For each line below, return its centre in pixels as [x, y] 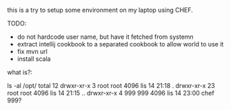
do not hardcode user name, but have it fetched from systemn [106, 37]
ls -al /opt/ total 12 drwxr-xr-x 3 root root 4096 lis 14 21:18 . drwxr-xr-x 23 [111, 85]
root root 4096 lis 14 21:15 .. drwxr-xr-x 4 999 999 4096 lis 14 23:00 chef [111, 93]
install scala [34, 59]
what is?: [20, 72]
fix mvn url [32, 52]
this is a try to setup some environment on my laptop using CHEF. [100, 10]
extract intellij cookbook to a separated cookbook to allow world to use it [120, 44]
